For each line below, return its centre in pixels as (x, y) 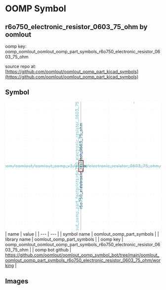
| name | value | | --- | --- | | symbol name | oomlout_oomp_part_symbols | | (82, 234)
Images (17, 281)
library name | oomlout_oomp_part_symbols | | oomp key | (64, 239)
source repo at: (21, 66)
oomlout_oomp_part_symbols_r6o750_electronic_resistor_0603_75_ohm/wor (83, 260)
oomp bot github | (53, 250)
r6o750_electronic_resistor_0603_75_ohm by (76, 27)
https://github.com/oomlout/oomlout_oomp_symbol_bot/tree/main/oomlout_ (82, 255)
